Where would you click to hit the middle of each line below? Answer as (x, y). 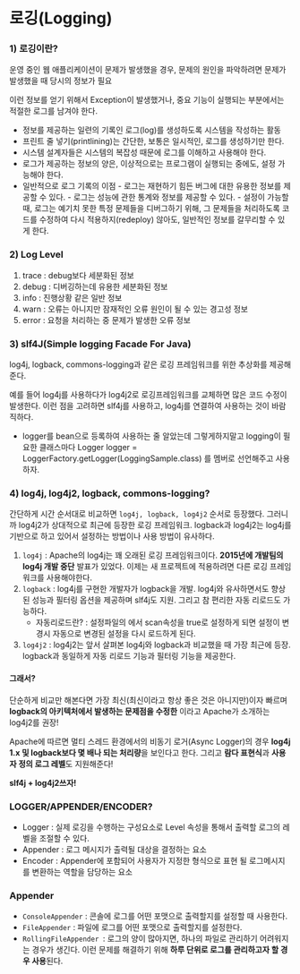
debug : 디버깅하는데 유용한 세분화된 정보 (95, 286)
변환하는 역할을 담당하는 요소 (82, 871)
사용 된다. (47, 961)
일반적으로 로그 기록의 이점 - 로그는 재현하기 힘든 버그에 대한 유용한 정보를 (152, 186)
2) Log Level (37, 254)
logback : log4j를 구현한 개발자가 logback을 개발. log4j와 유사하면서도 (146, 589)
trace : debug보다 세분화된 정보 (78, 275)
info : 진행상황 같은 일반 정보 (72, 297)
